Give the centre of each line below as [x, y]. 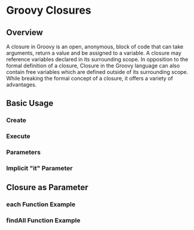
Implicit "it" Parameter [39, 169]
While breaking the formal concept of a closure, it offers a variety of [90, 78]
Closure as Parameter [47, 187]
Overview [25, 32]
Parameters [23, 153]
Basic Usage [30, 103]
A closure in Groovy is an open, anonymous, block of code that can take [95, 46]
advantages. [21, 85]
